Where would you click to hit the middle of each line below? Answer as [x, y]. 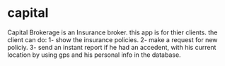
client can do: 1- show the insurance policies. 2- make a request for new [112, 39]
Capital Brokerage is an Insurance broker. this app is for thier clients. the [112, 32]
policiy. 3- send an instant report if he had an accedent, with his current [112, 47]
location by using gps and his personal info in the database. [94, 55]
